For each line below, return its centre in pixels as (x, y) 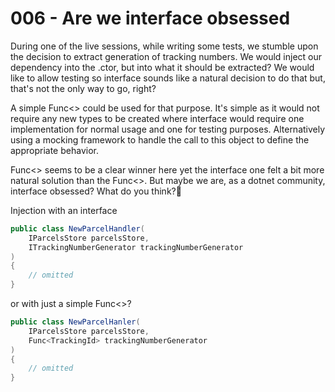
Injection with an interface (64, 210)
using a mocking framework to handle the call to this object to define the (160, 139)
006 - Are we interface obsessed (150, 18)
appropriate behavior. (54, 150)
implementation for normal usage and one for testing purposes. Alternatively (168, 129)
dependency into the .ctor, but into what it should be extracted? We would (162, 67)
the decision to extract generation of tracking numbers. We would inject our (166, 56)
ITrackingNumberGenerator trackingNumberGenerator (136, 247)
